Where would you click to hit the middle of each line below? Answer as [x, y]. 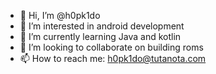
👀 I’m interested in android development [102, 26]
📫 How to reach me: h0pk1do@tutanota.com [113, 58]
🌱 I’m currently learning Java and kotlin [100, 36]
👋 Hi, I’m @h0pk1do [60, 15]
